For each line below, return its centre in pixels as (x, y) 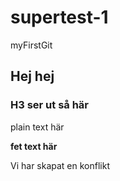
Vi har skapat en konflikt (60, 165)
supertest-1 (59, 17)
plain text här (37, 127)
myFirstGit (31, 45)
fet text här (34, 146)
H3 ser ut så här (50, 105)
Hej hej (32, 76)
